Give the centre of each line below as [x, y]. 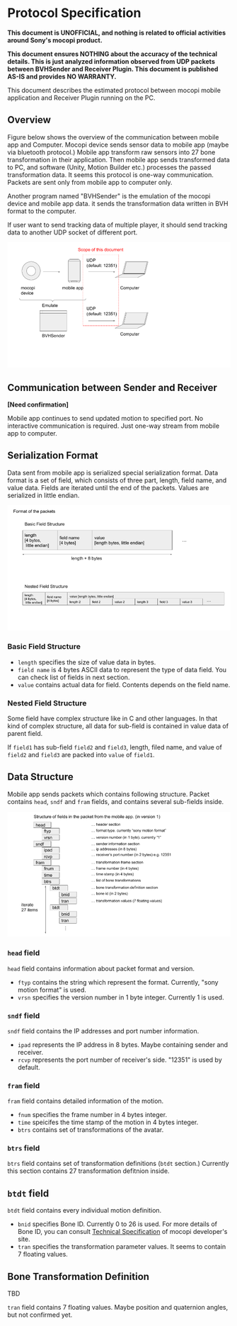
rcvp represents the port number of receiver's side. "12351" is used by [120, 1060]
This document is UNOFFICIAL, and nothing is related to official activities [117, 33]
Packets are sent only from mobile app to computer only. [90, 182]
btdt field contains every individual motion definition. [85, 1211]
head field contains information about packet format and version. [101, 968]
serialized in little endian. [44, 495]
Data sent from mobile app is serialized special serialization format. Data [113, 472]
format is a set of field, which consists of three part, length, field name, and [117, 480]
